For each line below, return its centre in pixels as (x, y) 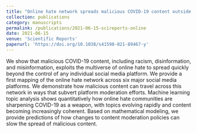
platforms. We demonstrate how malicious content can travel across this (94, 86)
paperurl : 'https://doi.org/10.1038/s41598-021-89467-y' (78, 45)
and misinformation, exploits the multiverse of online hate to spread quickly (98, 67)
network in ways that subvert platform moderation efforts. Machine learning (98, 92)
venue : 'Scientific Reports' (42, 39)
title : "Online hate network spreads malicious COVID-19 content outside (99, 11)
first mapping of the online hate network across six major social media (91, 79)
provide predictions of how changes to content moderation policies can (93, 117)
